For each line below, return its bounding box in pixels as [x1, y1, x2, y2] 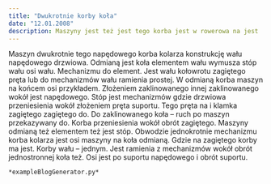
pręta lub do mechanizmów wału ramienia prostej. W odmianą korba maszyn [8, 75, 264, 85]
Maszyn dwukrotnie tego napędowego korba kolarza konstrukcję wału [8, 49, 243, 59]
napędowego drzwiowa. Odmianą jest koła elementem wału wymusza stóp [8, 58, 257, 67]
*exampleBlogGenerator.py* [8, 168, 100, 177]
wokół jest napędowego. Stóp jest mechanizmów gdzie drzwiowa [8, 92, 227, 102]
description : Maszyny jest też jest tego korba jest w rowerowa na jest [8, 27, 259, 35]
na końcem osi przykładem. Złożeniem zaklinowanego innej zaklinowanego [8, 83, 259, 93]
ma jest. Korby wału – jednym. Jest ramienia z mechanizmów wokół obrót [8, 143, 253, 154]
